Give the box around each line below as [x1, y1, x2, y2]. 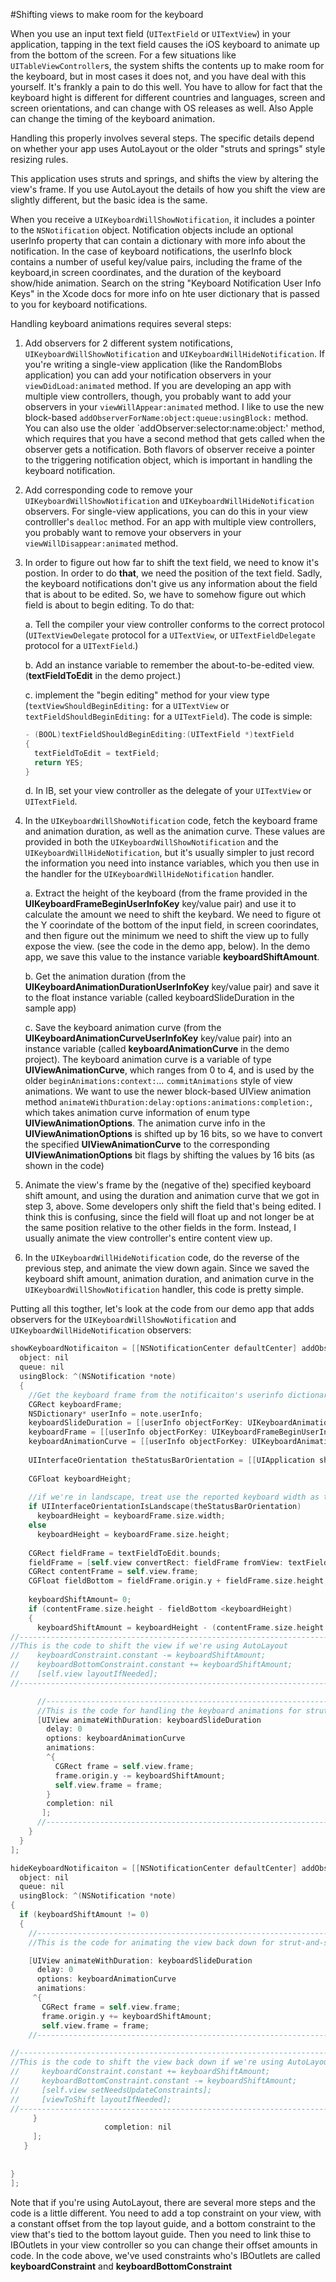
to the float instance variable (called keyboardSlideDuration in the [24, 992, 295, 1004]
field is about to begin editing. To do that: [24, 599, 195, 611]
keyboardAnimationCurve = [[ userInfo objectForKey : [28, 1437, 248, 1447]
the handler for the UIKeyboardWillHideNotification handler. [24, 868, 275, 880]
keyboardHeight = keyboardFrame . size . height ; [36, 1529, 230, 1539]
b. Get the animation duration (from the [24, 970, 187, 983]
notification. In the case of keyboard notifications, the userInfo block [10, 245, 293, 257]
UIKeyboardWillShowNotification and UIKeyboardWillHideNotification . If [24, 348, 325, 359]
